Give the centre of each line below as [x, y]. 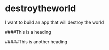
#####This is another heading [36, 42]
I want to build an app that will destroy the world [55, 22]
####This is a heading [28, 32]
